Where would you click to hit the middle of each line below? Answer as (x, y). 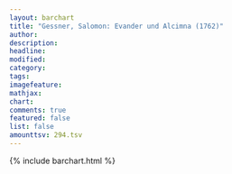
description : (34, 43)
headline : (28, 51)
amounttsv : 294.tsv (46, 135)
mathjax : (26, 93)
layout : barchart (42, 18)
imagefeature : (36, 85)
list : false (32, 127)
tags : (19, 77)
